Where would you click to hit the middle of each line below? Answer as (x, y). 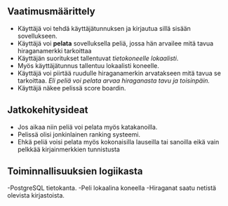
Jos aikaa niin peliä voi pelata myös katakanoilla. (87, 127)
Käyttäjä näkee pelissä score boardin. (72, 88)
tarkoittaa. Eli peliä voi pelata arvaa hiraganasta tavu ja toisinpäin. (114, 81)
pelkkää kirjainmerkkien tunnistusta (69, 149)
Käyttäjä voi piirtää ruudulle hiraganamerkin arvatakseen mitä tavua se (119, 73)
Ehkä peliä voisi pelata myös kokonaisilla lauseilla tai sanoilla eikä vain (118, 142)
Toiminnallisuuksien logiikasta (75, 171)
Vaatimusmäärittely (52, 12)
